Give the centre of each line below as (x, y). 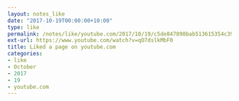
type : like (23, 27)
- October (22, 67)
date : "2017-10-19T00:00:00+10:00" (60, 21)
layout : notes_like (36, 14)
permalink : (23, 34)
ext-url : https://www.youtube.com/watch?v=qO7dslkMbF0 (90, 41)
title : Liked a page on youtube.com (62, 47)
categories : (25, 54)
